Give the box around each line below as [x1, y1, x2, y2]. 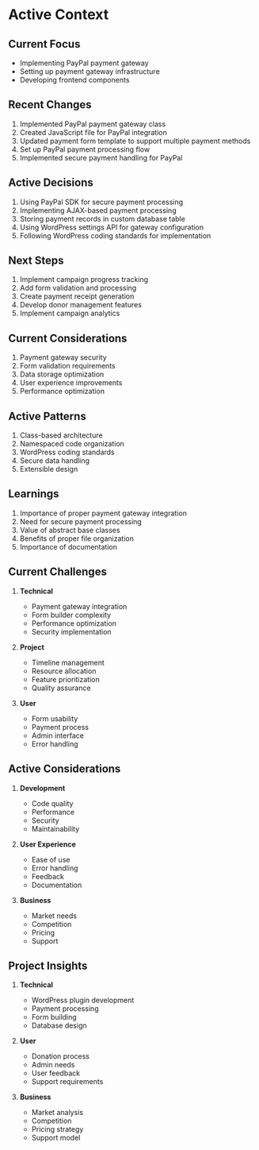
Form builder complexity [31, 610, 112, 619]
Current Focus [8, 37, 81, 51]
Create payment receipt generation [19, 291, 135, 301]
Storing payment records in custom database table [19, 214, 186, 223]
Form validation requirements [19, 361, 116, 371]
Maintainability [31, 824, 80, 833]
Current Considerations [8, 331, 128, 345]
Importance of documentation [19, 542, 117, 551]
